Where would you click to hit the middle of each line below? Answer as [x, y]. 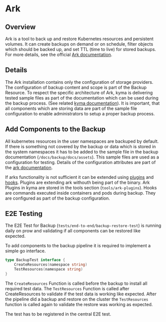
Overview [21, 27]
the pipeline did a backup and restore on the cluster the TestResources [77, 299]
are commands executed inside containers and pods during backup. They [81, 193]
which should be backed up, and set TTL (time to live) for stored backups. [81, 49]
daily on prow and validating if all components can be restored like [73, 231]
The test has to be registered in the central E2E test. [58, 314]
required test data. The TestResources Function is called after [67, 288]
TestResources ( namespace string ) [49, 269]
